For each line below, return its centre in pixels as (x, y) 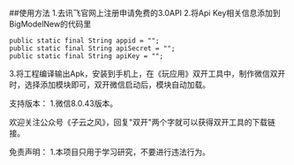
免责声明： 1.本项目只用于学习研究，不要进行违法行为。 (109, 152)
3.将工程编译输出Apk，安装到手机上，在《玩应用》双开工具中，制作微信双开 (147, 74)
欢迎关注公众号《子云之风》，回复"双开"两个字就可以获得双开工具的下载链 (143, 122)
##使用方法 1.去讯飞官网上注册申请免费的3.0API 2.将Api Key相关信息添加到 (145, 13)
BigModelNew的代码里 (50, 24)
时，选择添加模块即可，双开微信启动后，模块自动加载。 (109, 85)
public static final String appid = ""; (85, 41)
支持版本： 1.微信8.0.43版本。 (63, 103)
